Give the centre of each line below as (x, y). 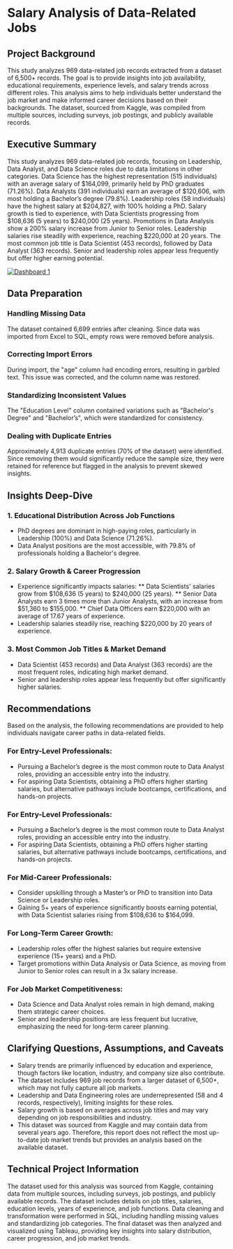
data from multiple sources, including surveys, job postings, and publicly (112, 1193)
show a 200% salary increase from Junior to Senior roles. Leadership (107, 228)
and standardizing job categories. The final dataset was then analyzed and (114, 1223)
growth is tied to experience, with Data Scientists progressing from (103, 213)
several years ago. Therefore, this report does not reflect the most (112, 1132)
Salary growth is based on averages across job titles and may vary (113, 1110)
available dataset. (43, 1147)
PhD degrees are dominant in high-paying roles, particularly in (107, 531)
